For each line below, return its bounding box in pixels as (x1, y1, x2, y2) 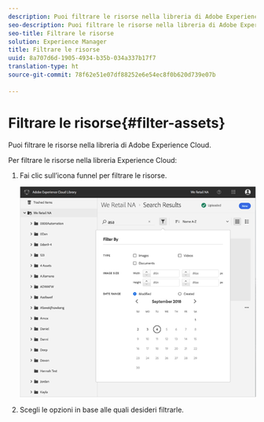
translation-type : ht (8, 63, 79, 71)
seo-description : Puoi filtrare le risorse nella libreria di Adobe (8, 20, 237, 29)
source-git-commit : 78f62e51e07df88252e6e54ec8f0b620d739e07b (8, 71, 216, 79)
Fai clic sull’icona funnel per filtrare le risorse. (19, 170, 167, 180)
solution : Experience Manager (8, 38, 108, 46)
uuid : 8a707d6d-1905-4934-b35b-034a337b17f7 (8, 54, 156, 62)
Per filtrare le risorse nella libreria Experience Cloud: (8, 155, 178, 165)
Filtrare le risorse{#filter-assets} (8, 114, 225, 131)
